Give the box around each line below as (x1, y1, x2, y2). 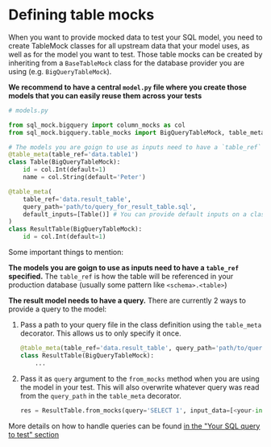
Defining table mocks (8, 6, 155, 24)
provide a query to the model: (8, 304, 107, 314)
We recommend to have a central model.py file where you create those (8, 82, 248, 92)
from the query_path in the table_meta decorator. (19, 391, 181, 400)
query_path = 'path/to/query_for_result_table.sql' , (23, 203, 197, 211)
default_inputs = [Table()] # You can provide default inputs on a (23, 210, 248, 219)
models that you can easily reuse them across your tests (8, 90, 202, 100)
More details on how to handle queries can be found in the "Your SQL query (8, 421, 261, 431)
